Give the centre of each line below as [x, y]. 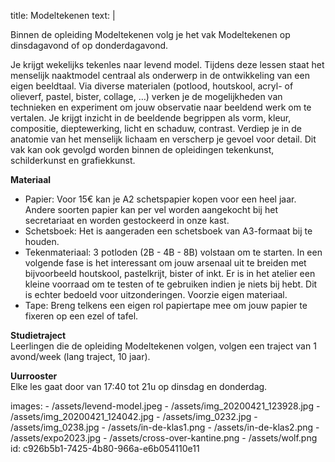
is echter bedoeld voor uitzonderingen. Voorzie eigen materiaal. [156, 294]
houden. [42, 241]
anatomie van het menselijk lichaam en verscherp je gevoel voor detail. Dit [163, 139]
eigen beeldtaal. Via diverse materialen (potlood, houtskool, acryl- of [152, 86]
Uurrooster [34, 376]
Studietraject [38, 335]
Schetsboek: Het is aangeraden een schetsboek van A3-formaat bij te [168, 231]
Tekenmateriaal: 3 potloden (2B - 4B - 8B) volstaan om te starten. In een [173, 252]
